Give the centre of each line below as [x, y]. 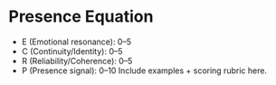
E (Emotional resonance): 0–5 [76, 42]
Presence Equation [81, 17]
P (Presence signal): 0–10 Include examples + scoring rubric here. [144, 71]
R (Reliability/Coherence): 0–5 [77, 61]
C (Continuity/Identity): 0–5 [72, 51]
